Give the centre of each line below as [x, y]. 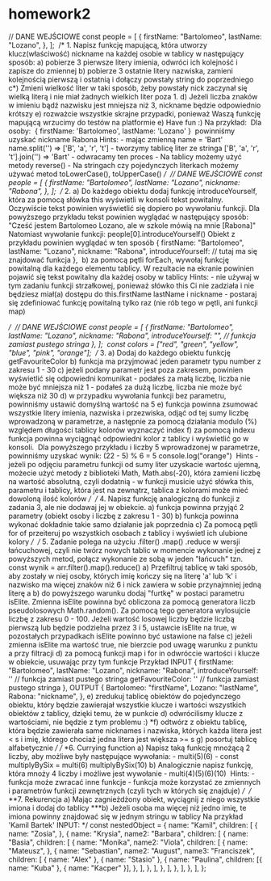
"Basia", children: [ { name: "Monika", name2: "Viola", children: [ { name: [128, 842]
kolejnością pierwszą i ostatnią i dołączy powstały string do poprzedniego [131, 79]
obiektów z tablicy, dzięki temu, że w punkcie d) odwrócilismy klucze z [126, 713]
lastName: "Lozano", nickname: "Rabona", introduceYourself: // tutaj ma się [133, 251]
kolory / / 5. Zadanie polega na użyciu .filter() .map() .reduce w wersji [124, 542]
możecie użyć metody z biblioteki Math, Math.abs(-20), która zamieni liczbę [134, 473]
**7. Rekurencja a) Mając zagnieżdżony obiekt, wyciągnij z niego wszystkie [134, 799]
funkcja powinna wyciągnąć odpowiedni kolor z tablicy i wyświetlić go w [129, 438]
